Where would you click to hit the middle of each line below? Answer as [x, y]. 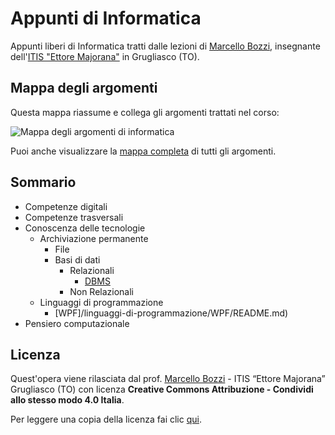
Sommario [43, 182]
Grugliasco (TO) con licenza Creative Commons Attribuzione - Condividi [162, 389]
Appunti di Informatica [106, 18]
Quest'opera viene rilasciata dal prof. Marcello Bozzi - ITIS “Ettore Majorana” [168, 379]
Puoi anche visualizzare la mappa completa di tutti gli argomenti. [143, 151]
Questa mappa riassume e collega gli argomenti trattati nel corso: [145, 112]
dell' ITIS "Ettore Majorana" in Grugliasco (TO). [105, 56]
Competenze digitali [66, 206]
